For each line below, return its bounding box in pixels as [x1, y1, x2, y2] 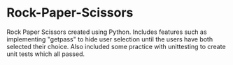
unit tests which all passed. [6, 50, 85, 58]
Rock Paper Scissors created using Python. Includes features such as [6, 28, 207, 36]
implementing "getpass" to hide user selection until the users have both [6, 35, 213, 43]
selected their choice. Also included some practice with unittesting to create [6, 42, 226, 50]
